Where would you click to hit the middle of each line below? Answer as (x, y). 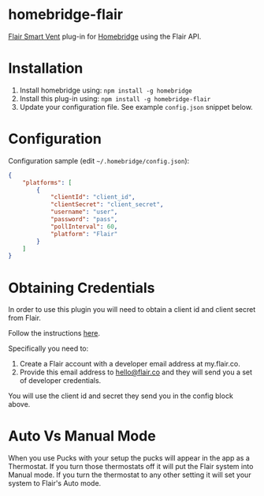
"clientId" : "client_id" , (93, 197)
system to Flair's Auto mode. (55, 483)
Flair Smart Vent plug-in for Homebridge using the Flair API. (105, 36)
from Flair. (25, 318)
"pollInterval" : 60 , (84, 227)
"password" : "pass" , (84, 220)
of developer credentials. (60, 381)
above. (19, 404)
